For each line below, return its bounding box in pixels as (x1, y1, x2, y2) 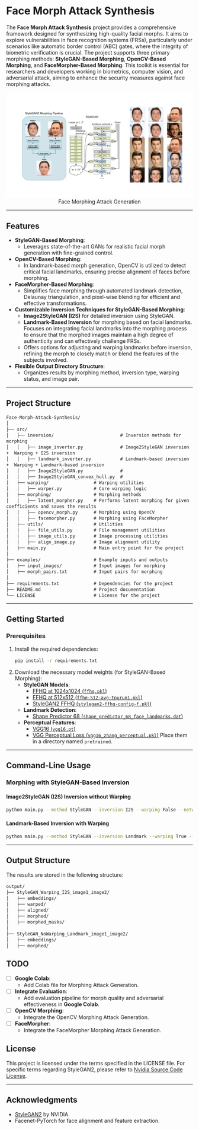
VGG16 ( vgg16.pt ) (32, 725, 76, 732)
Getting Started (6, 614, 65, 624)
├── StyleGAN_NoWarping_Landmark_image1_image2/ (6, 931, 129, 937)
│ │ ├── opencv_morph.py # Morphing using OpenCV (6, 510, 155, 515)
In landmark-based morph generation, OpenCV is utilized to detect (23, 262, 187, 269)
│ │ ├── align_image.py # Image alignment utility (6, 539, 161, 545)
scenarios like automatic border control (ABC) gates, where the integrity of (6, 43, 188, 50)
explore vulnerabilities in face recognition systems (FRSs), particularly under (6, 36, 192, 43)
